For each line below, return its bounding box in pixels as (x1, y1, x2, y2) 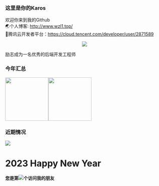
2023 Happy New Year (5, 158, 102, 169)
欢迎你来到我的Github (5, 17, 50, 23)
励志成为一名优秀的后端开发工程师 (5, 52, 76, 58)
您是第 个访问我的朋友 (5, 175, 54, 181)
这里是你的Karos (5, 4, 46, 11)
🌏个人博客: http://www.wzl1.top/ (5, 23, 73, 29)
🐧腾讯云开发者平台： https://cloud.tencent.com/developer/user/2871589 (5, 31, 154, 37)
